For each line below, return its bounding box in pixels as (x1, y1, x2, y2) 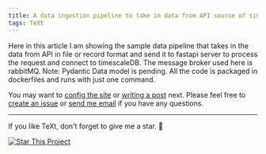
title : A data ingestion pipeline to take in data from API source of (8, 11, 246, 20)
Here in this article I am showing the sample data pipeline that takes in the (8, 40, 249, 50)
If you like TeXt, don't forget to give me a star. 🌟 (8, 121, 164, 131)
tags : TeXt (8, 19, 44, 27)
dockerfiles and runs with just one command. (8, 75, 156, 84)
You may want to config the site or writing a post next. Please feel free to (8, 90, 246, 99)
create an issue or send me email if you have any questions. (8, 98, 204, 108)
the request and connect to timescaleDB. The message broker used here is (8, 57, 253, 67)
